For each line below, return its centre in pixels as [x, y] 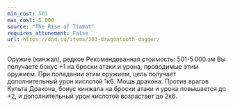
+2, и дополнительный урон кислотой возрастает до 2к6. [92, 96]
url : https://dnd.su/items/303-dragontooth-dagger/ [83, 40]
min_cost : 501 [28, 14]
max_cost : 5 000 [31, 20]
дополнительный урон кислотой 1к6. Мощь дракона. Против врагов [108, 81]
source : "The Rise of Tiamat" [51, 26]
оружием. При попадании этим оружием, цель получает [92, 74]
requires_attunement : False [48, 33]
